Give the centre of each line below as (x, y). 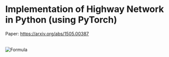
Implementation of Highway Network (84, 9)
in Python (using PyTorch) (61, 20)
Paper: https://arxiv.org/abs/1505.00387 (47, 33)
